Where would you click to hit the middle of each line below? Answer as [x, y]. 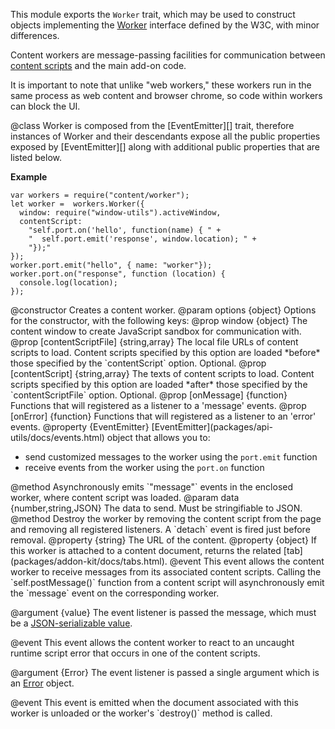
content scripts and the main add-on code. [98, 65]
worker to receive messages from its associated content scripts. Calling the [166, 572]
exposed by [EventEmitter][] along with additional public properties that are [165, 147]
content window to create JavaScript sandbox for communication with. [156, 331]
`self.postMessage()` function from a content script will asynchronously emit [167, 582]
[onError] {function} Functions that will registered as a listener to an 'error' [163, 416]
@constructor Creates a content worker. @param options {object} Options [163, 310]
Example [29, 177]
